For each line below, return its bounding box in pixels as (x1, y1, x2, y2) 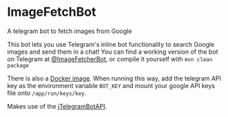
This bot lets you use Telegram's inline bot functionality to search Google (7, 40, 215, 48)
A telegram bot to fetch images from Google (7, 27, 132, 35)
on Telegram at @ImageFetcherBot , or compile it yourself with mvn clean (7, 54, 213, 63)
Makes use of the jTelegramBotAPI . (7, 102, 107, 110)
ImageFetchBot (7, 4, 96, 20)
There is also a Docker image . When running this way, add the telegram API (7, 74, 222, 83)
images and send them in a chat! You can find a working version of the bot (7, 47, 218, 56)
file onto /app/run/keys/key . (7, 89, 87, 97)
